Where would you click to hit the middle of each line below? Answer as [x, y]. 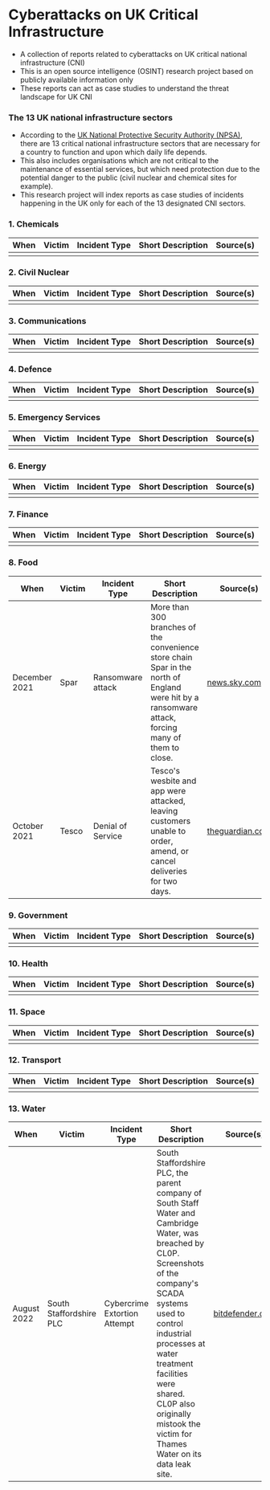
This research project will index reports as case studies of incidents [132, 195]
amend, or [169, 851]
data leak [174, 1464]
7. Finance [29, 514]
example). [37, 186]
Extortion [121, 1313]
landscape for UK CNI [56, 96]
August [26, 1308]
